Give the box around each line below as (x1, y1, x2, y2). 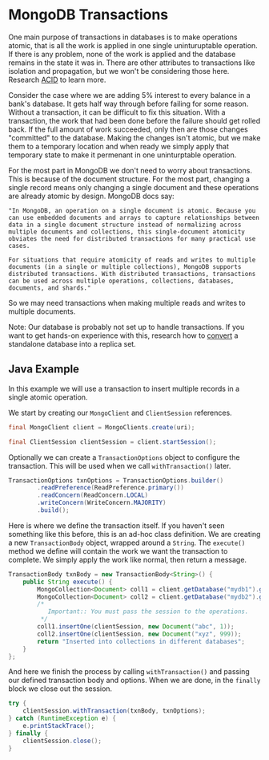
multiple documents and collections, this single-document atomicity (8, 227, 246, 236)
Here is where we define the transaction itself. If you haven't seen (8, 520, 226, 530)
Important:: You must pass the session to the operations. (47, 608, 249, 616)
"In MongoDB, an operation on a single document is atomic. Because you (8, 206, 256, 214)
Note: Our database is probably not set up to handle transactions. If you (8, 322, 245, 331)
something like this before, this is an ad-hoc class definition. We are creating (8, 529, 261, 539)
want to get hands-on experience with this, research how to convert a (8, 331, 239, 340)
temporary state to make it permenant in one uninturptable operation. (8, 150, 237, 160)
